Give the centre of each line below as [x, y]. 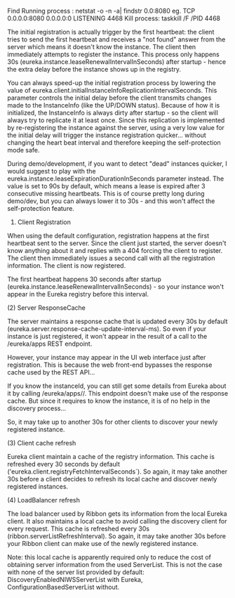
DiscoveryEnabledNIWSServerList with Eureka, [75, 579]
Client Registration [44, 222]
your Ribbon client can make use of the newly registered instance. [103, 544]
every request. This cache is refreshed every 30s [78, 528]
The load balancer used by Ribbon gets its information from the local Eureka [117, 514]
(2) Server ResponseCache [46, 308]
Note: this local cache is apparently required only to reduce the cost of [109, 557]
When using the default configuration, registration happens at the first [108, 236]
